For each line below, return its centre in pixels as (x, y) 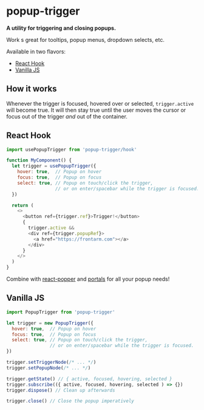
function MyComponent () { (39, 160)
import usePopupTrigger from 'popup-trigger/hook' (72, 149)
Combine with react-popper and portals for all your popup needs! (88, 279)
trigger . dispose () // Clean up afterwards (61, 390)
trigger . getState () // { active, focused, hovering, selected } (89, 379)
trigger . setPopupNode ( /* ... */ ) (49, 368)
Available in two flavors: (36, 51)
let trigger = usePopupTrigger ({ (54, 166)
